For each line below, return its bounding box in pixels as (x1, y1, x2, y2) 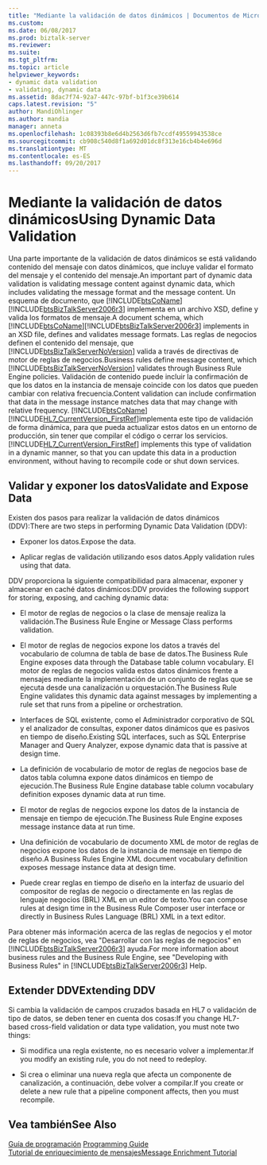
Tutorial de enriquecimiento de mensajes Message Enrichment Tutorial (8, 1148, 238, 1157)
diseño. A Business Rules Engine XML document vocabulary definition (19, 853, 248, 863)
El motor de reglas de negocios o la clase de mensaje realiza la (19, 608, 226, 617)
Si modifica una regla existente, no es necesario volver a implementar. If (19, 1046, 254, 1055)
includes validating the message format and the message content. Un (8, 288, 236, 297)
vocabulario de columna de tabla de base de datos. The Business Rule (19, 648, 249, 658)
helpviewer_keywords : (8, 71, 80, 79)
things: (8, 1030, 31, 1039)
